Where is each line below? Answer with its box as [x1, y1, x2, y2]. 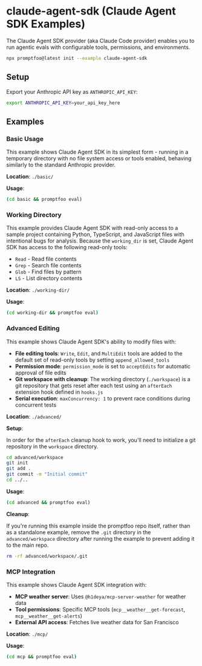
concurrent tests [15, 401, 57, 408]
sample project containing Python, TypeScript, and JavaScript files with [6, 231, 184, 238]
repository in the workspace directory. [6, 443, 99, 450]
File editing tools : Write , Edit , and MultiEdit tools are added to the [15, 350, 183, 357]
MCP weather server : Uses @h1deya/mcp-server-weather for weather [15, 593, 186, 600]
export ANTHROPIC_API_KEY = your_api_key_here [6, 100, 120, 106]
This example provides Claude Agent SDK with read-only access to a [6, 224, 178, 232]
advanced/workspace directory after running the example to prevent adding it [6, 535, 195, 542]
